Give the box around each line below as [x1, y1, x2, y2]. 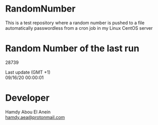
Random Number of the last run [5, 43, 140, 54]
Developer [5, 92, 49, 104]
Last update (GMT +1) [5, 69, 50, 75]
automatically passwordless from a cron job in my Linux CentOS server [5, 25, 153, 31]
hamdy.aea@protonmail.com [5, 114, 65, 120]
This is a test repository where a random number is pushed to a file [5, 20, 145, 26]
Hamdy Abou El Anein [5, 109, 51, 115]
